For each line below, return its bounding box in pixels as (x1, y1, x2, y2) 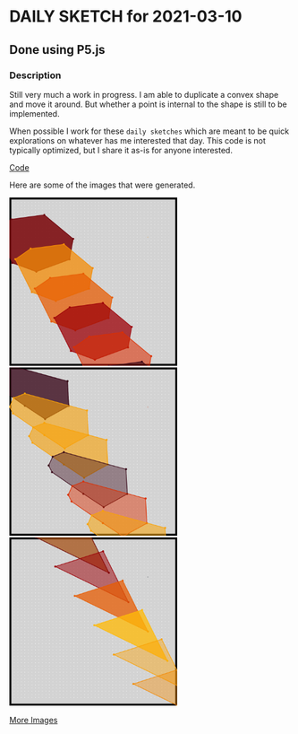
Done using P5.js (9, 42, 106, 57)
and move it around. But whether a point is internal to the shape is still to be (9, 99, 288, 109)
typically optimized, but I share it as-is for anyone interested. (9, 144, 233, 155)
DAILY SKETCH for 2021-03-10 (9, 6, 243, 27)
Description (9, 69, 62, 82)
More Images (9, 714, 58, 725)
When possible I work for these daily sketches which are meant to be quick (9, 126, 290, 136)
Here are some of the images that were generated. (9, 179, 196, 190)
